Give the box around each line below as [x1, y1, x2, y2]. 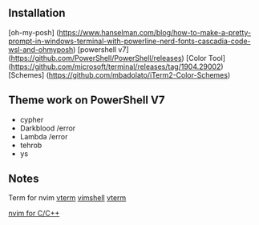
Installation [8, 6, 66, 20]
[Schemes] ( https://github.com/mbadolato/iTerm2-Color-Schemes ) [8, 70, 231, 79]
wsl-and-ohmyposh [8, 44, 74, 54]
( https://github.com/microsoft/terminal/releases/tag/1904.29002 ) [8, 62, 224, 71]
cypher [19, 115, 44, 124]
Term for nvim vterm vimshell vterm [8, 193, 127, 203]
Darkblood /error [19, 123, 76, 133]
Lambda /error [19, 131, 68, 141]
